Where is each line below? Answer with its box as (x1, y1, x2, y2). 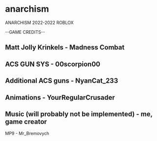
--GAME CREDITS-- (5, 29, 45, 35)
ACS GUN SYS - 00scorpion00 (5, 60, 101, 68)
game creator (5, 117, 47, 126)
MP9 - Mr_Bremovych (5, 131, 49, 137)
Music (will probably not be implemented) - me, (5, 110, 153, 118)
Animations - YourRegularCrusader (5, 93, 115, 101)
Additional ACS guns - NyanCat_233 (5, 77, 118, 85)
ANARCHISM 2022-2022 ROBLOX (5, 20, 74, 25)
